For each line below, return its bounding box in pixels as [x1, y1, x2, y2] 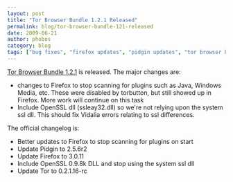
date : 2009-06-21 [7, 29, 58, 37]
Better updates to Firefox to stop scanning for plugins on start [17, 137, 194, 145]
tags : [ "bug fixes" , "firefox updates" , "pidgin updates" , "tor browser [7, 49, 222, 56]
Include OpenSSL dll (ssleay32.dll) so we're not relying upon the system [17, 103, 223, 111]
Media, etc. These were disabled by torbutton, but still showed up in [17, 88, 212, 97]
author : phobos [7, 36, 51, 43]
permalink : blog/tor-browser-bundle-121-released [7, 23, 154, 30]
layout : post [7, 10, 45, 17]
